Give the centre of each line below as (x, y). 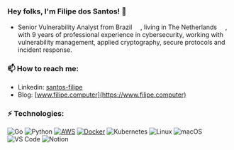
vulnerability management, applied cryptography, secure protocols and (121, 43)
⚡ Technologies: (36, 113)
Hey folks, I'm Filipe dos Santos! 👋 (67, 11)
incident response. (45, 50)
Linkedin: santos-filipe (50, 87)
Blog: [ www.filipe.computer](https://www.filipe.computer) (102, 95)
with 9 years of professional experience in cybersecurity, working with (121, 35)
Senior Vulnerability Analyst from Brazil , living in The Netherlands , (122, 27)
